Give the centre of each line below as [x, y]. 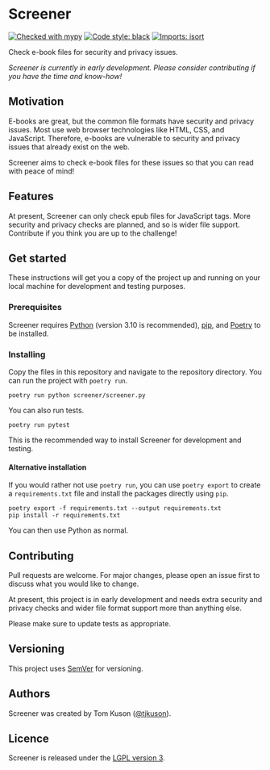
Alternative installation [48, 467]
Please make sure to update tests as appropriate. [90, 623]
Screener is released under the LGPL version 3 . [87, 758]
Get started [37, 258]
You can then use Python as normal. [69, 530]
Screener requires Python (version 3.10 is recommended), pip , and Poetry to [135, 324]
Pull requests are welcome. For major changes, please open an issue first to [134, 575]
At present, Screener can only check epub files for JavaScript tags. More [130, 216]
